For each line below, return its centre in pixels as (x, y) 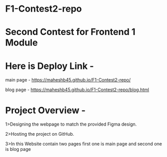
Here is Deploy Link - (50, 66)
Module (21, 43)
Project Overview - (45, 110)
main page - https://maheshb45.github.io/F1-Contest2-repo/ (68, 80)
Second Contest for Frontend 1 (70, 32)
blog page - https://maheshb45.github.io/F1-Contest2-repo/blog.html (77, 90)
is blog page (18, 149)
